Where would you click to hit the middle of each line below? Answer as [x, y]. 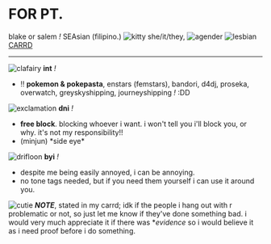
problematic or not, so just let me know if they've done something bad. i [128, 213]
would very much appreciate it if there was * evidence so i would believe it [131, 222]
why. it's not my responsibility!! [71, 132]
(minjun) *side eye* [52, 141]
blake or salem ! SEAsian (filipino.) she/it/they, [97, 36]
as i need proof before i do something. [72, 230]
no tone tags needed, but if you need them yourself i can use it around [137, 181]
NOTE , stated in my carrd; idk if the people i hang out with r [133, 205]
